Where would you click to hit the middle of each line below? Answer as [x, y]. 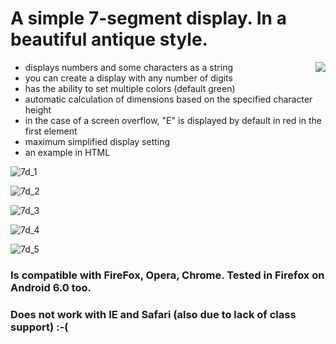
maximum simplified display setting [97, 141]
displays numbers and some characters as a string [128, 67]
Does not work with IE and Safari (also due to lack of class [153, 314]
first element [51, 131]
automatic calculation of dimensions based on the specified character [168, 99]
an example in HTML [67, 152]
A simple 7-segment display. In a [148, 18]
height [38, 109]
